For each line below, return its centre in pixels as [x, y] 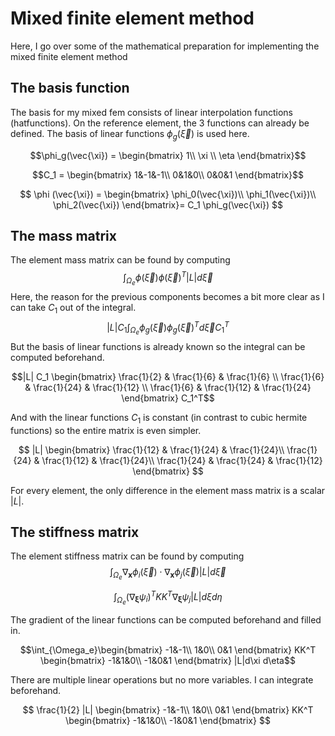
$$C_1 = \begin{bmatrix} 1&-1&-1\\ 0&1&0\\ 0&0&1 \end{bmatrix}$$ [168, 174]
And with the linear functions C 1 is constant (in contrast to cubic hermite [159, 418]
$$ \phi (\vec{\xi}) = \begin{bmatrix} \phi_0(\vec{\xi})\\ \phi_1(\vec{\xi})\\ [168, 194]
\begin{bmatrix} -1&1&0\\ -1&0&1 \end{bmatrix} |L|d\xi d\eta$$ [168, 661]
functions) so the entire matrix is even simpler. [106, 430]
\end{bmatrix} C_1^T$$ [168, 398]
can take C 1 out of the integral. [73, 309]
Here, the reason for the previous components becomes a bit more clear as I [167, 297]
